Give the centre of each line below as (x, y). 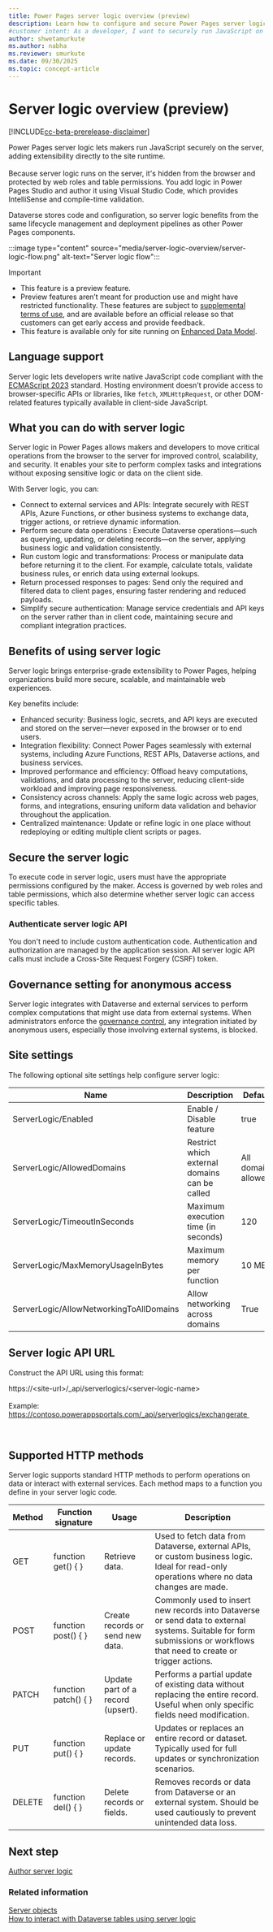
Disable (201, 1118)
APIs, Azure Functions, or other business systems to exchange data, (134, 514)
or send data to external (200, 1621)
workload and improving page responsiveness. (98, 788)
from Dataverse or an (195, 1792)
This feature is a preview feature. (76, 288)
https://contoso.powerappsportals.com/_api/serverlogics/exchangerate (128, 1414)
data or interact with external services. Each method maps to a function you (135, 1483)
